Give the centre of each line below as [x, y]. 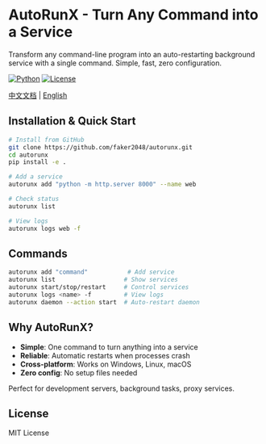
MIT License [29, 433]
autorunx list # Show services [94, 280]
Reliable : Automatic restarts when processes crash [105, 355]
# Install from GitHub [46, 140]
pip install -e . [37, 162]
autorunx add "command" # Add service [91, 272]
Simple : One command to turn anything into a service [109, 347]
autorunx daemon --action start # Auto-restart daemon [104, 302]
